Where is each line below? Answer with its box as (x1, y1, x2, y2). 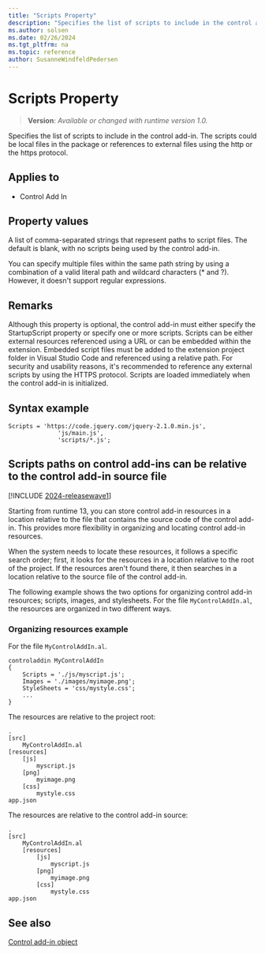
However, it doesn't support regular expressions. (8, 276, 167, 285)
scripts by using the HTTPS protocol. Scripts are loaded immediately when (8, 370, 251, 380)
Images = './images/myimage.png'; (22, 678, 136, 685)
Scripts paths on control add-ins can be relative (8, 457, 247, 471)
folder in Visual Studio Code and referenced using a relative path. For (8, 353, 233, 363)
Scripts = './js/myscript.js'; (22, 670, 125, 679)
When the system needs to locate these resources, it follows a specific (8, 546, 238, 556)
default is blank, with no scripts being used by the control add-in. (8, 244, 220, 254)
